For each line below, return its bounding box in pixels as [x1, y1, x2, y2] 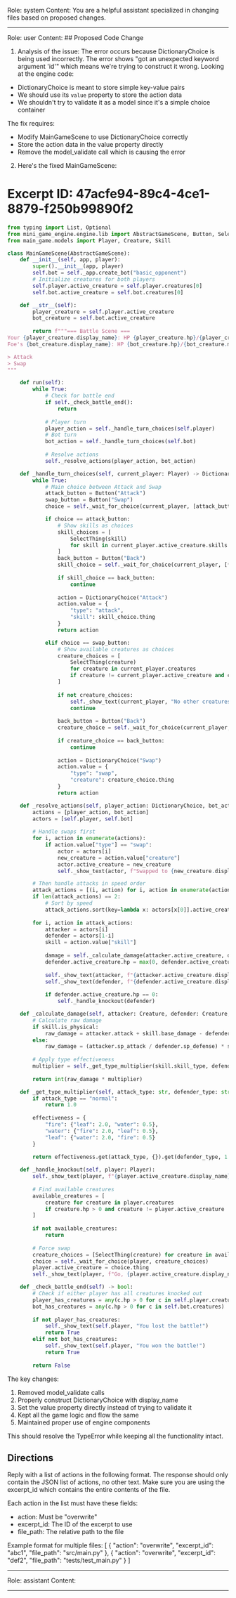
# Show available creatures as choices [57, 646, 174, 653]
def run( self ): [20, 379, 65, 386]
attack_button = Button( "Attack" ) [44, 490, 146, 497]
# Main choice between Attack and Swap [44, 483, 162, 490]
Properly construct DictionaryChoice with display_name [17, 1396, 178, 1404]
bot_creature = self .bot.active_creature [32, 315, 156, 322]
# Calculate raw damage [32, 1016, 102, 1024]
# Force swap [32, 1245, 71, 1252]
